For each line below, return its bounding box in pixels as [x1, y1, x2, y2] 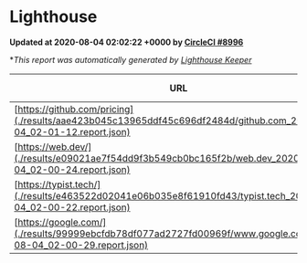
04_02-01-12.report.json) [14, 125, 131, 138]
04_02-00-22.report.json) [14, 201, 131, 214]
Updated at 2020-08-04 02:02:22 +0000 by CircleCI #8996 [9, 37, 244, 47]
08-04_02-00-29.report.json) [14, 238, 149, 251]
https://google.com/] [17, 216, 107, 228]
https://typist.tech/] [17, 178, 101, 191]
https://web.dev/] [17, 140, 92, 153]
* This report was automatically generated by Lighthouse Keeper [9, 54, 252, 65]
